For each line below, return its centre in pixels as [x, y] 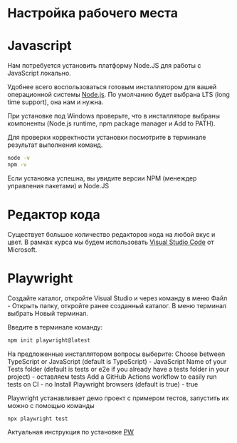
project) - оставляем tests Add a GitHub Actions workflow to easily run [112, 377]
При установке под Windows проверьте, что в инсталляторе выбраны [114, 116]
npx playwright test [38, 419]
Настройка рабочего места [93, 13]
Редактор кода [54, 215]
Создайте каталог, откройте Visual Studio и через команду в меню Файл [117, 298]
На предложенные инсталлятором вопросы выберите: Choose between [116, 354]
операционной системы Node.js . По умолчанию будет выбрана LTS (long [118, 95]
